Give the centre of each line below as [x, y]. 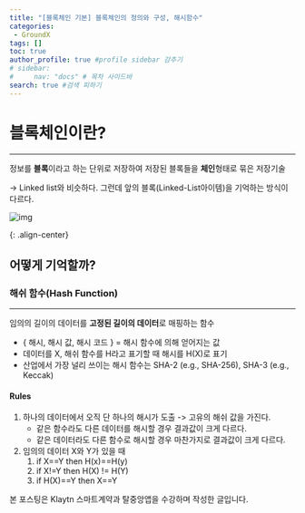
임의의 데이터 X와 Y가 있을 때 [74, 451]
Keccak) [38, 375]
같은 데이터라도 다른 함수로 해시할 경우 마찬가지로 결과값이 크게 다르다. [161, 440]
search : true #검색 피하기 [56, 85]
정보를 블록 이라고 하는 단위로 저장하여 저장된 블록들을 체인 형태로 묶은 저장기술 [148, 168]
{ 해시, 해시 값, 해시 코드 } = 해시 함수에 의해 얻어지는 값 [121, 343]
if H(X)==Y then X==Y [77, 480]
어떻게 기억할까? [53, 265]
